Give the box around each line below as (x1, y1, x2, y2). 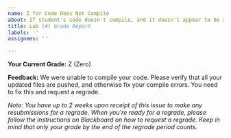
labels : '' (8, 29, 39, 36)
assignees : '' (8, 36, 49, 42)
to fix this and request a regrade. (8, 88, 100, 96)
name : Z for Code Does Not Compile (8, 10, 110, 17)
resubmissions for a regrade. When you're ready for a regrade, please (8, 109, 207, 117)
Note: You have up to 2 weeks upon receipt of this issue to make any (8, 101, 203, 109)
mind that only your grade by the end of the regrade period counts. (8, 123, 198, 131)
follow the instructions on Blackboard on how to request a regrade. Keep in (8, 115, 221, 124)
